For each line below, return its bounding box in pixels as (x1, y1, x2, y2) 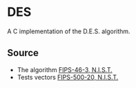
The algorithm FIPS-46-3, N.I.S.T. (17, 65, 113, 73)
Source (7, 47, 39, 59)
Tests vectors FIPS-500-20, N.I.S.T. (17, 73, 119, 81)
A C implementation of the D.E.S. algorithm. (7, 27, 130, 35)
